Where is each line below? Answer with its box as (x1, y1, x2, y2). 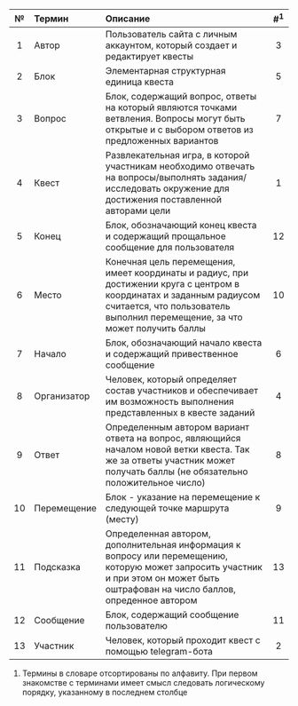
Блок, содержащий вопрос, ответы (105, 91, 257, 103)
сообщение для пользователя (105, 242, 235, 254)
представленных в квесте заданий (105, 407, 255, 419)
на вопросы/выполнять (105, 171, 207, 184)
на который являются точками (105, 101, 238, 114)
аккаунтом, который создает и (105, 39, 238, 52)
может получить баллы (105, 322, 206, 335)
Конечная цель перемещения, (105, 256, 236, 268)
